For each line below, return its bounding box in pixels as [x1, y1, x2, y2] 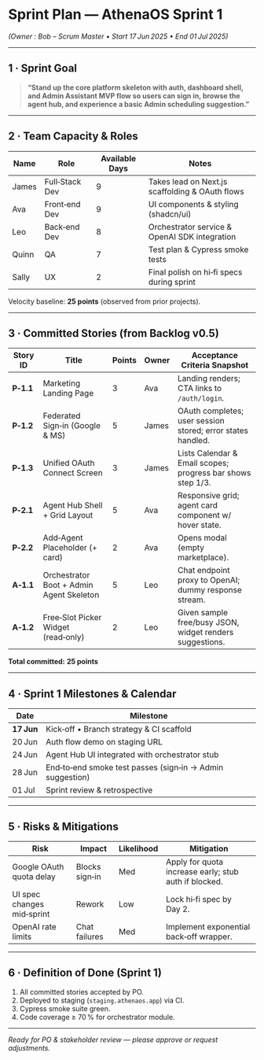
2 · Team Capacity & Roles [8, 130, 139, 143]
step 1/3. [178, 478, 211, 489]
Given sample [178, 608, 229, 619]
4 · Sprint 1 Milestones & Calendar [8, 687, 177, 700]
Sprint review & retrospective [46, 785, 153, 796]
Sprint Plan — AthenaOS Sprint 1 [8, 6, 223, 24]
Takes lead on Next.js [148, 175, 228, 187]
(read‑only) [42, 632, 85, 643]
